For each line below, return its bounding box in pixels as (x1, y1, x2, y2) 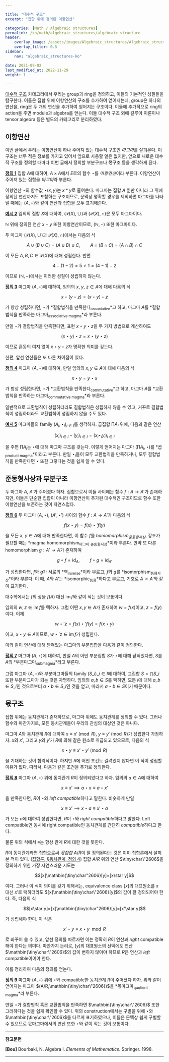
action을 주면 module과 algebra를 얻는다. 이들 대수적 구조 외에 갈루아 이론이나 (5, 110, 160, 116)
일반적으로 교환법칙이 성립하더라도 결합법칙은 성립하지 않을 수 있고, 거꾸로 (5, 404, 150, 410)
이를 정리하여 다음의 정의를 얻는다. (5, 966, 72, 972)
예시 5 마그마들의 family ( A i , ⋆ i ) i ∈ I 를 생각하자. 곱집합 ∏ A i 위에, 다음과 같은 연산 (5, 421, 161, 429)
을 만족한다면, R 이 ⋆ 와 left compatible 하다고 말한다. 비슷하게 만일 (5, 795, 134, 801)
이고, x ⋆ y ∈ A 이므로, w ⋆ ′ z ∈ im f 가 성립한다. (5, 631, 100, 637)
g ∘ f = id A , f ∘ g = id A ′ (57, 557, 112, 564)
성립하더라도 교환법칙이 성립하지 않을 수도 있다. (14, 411, 107, 417)
